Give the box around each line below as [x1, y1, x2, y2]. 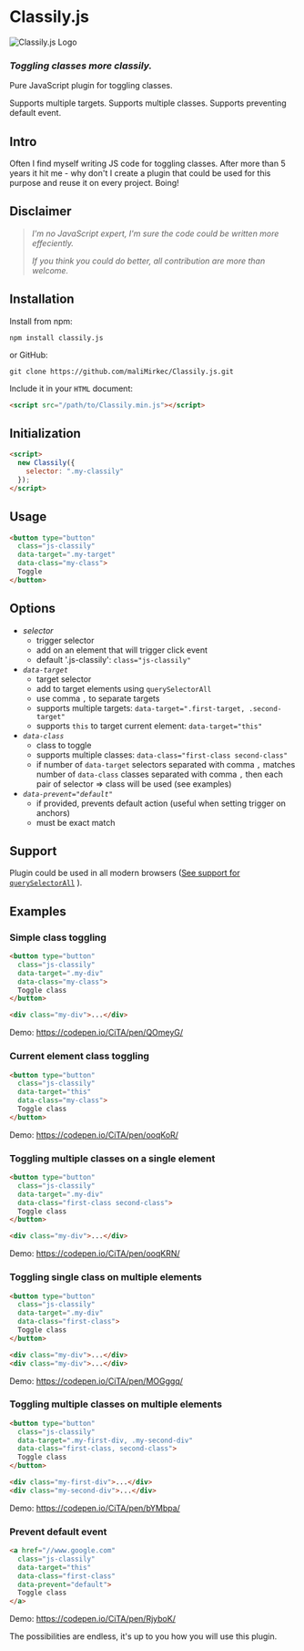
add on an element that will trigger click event [35, 645, 208, 655]
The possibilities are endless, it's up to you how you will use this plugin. [9, 1631, 278, 1642]
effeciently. [31, 237, 75, 248]
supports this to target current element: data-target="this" [35, 720, 262, 731]
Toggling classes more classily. [9, 59, 153, 72]
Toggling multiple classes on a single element [9, 1151, 216, 1164]
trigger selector [35, 635, 95, 645]
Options [9, 601, 56, 616]
